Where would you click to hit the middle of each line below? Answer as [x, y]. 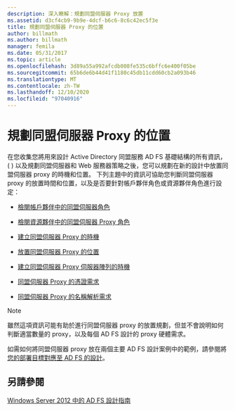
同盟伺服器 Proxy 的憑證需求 [58, 282]
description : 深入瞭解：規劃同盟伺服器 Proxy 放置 [75, 14]
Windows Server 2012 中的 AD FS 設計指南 [69, 400]
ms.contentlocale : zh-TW [43, 86]
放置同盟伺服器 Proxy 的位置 [58, 251]
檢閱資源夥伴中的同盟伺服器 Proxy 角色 [74, 222]
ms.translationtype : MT [42, 79]
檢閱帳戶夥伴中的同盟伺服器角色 [63, 207]
